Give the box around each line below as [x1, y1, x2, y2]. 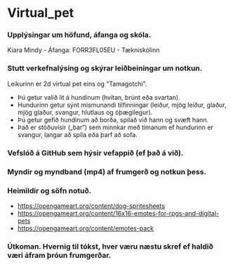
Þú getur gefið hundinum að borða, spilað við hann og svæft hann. [17, 115, 209, 124]
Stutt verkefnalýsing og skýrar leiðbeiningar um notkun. [7, 63, 203, 73]
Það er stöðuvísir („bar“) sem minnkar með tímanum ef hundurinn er [17, 123, 214, 131]
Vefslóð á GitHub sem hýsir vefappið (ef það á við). [7, 148, 184, 157]
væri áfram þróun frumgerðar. [7, 250, 112, 260]
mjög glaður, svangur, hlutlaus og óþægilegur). [17, 108, 153, 117]
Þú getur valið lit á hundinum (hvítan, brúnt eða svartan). [17, 93, 180, 101]
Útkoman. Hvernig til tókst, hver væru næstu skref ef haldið [7, 241, 214, 251]
